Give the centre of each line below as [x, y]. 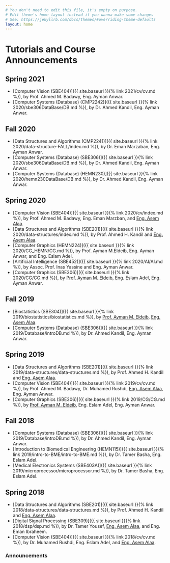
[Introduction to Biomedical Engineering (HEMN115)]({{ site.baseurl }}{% [88, 449]
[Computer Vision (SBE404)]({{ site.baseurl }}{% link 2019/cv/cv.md [84, 383]
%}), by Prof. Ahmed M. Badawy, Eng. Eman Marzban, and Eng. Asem [86, 218]
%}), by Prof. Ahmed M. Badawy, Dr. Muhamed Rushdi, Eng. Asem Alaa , [88, 388]
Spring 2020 [26, 200]
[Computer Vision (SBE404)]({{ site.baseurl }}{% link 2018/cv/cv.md [84, 537]
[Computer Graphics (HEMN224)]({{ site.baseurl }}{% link [73, 245]
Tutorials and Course [50, 49]
